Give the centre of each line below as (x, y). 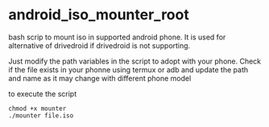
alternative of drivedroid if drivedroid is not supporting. (99, 45)
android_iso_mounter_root (99, 15)
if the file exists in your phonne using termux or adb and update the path (128, 69)
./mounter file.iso (41, 115)
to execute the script (43, 93)
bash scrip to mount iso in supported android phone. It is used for (117, 37)
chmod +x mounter (37, 109)
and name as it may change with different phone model (100, 78)
